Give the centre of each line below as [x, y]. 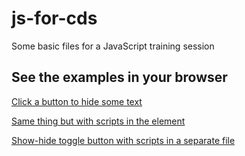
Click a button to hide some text [77, 101]
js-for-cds [54, 18]
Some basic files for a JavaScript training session [113, 46]
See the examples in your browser [119, 77]
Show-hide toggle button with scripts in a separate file [123, 140]
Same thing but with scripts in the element [98, 121]
